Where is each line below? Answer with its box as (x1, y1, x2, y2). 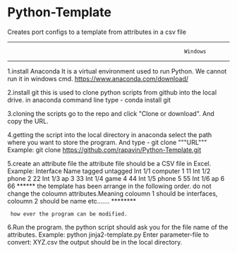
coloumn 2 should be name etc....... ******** (7, 196, 136, 205)
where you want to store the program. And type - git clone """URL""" (7, 138, 207, 146)
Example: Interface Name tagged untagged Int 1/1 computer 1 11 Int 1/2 (7, 167, 211, 175)
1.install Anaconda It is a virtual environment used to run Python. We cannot (7, 66, 227, 75)
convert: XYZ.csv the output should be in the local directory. (7, 237, 183, 246)
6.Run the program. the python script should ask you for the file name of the (7, 223, 229, 231)
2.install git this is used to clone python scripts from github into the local (7, 88, 217, 96)
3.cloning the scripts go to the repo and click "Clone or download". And (7, 109, 215, 117)
